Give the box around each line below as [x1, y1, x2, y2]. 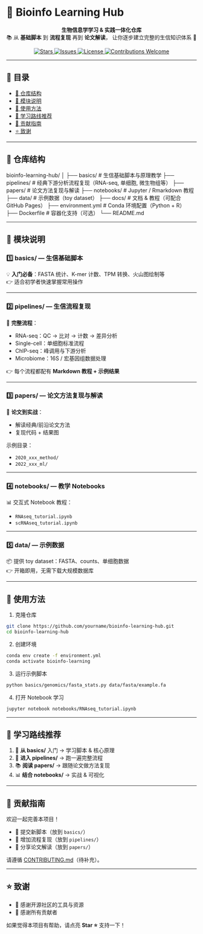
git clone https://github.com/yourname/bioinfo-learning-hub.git [6, 623, 174, 630]
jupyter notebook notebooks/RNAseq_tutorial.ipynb [6, 706, 137, 712]
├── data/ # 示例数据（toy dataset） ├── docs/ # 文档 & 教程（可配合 [6, 194, 181, 201]
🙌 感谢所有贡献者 [14, 909, 57, 916]
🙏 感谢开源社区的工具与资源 [14, 901, 84, 908]
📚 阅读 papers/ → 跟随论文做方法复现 [14, 762, 111, 769]
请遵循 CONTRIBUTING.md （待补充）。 [6, 856, 103, 863]
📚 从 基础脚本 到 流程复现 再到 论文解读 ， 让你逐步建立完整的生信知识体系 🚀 [6, 33, 197, 41]
